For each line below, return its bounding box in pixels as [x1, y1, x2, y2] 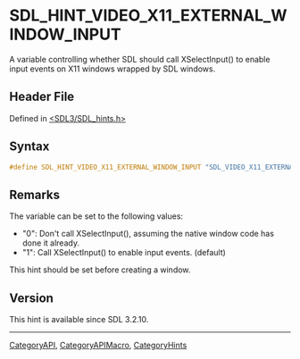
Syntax [9, 139, 50, 154]
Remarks [9, 187, 61, 202]
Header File [9, 89, 75, 104]
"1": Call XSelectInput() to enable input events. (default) [21, 247, 226, 258]
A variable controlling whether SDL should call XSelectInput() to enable [9, 54, 271, 64]
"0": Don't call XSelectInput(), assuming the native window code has [21, 229, 275, 239]
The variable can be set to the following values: [9, 211, 184, 221]
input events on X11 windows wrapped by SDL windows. [9, 63, 216, 74]
